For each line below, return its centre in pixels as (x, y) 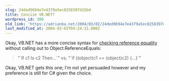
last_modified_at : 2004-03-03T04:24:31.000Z (53, 29)
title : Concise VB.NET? (30, 15)
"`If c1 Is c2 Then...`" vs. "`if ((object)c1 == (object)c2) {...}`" (79, 58)
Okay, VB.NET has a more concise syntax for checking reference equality (81, 43)
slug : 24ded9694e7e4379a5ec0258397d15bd (48, 10)
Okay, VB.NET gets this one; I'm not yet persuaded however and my (75, 68)
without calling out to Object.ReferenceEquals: (53, 48)
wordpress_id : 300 (24, 19)
